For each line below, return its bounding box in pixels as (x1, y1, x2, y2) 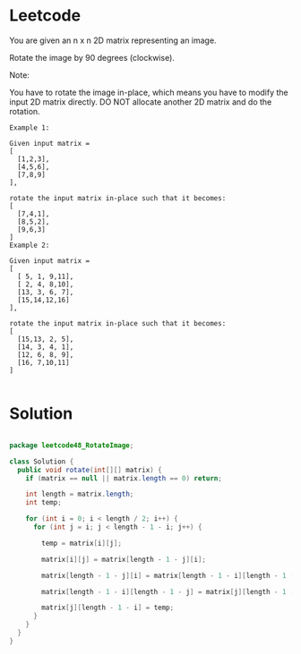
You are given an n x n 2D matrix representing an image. (9, 35, 217, 46)
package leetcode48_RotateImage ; (9, 440, 134, 450)
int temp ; (25, 498, 63, 507)
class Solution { (9, 457, 74, 466)
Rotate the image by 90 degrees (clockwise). (9, 52, 175, 63)
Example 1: (9, 123, 50, 132)
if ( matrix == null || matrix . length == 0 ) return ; (25, 473, 222, 483)
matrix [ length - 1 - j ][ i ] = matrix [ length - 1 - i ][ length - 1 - (41, 571, 295, 580)
